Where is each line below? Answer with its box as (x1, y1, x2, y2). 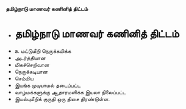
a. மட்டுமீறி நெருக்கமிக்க (14, 47, 71, 54)
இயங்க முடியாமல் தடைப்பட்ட (14, 82, 81, 89)
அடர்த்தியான (14, 54, 46, 62)
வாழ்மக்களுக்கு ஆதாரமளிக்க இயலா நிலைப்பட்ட (14, 88, 126, 96)
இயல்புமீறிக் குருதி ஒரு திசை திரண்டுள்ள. (14, 95, 110, 102)
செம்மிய (14, 74, 34, 82)
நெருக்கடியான (14, 68, 48, 75)
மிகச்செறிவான (14, 61, 49, 68)
